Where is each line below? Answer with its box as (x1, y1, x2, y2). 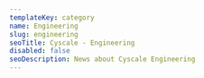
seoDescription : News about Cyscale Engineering (9, 55, 196, 64)
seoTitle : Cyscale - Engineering (9, 38, 135, 48)
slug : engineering (9, 30, 79, 39)
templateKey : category (9, 13, 95, 22)
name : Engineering (9, 22, 79, 30)
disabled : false (9, 47, 70, 56)
